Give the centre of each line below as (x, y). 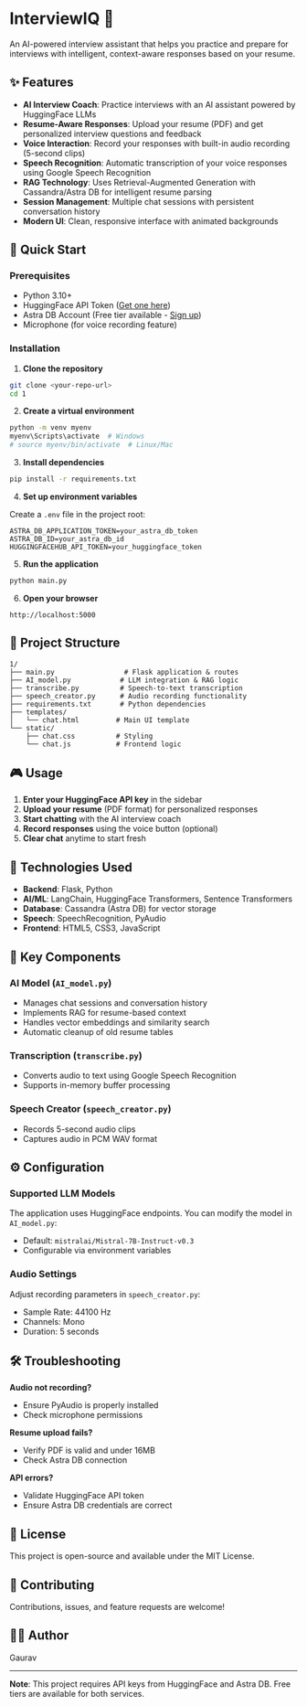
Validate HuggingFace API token (83, 1496)
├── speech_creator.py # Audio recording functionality (128, 696)
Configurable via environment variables (97, 1251)
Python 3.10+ (48, 295)
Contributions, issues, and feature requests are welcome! (117, 1607)
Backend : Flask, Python (68, 890)
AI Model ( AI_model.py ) (61, 983)
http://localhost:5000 (53, 615)
